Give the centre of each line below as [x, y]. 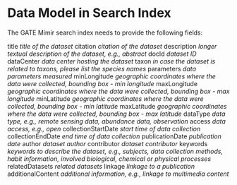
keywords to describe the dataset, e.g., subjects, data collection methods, [115, 151]
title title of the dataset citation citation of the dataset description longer [112, 46]
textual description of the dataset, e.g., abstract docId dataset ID [102, 54]
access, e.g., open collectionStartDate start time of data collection [104, 129]
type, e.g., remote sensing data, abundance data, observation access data [116, 121]
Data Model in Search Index [89, 13]
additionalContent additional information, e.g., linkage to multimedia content [118, 174]
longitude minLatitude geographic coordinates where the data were [105, 99]
